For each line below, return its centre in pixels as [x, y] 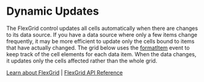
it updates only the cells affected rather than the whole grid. [82, 61]
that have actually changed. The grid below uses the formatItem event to [98, 48]
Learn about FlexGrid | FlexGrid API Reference [65, 72]
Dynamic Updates [53, 11]
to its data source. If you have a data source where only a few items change [102, 34]
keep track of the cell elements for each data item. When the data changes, [101, 54]
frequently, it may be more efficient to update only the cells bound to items [100, 41]
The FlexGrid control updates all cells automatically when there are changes [102, 28]
